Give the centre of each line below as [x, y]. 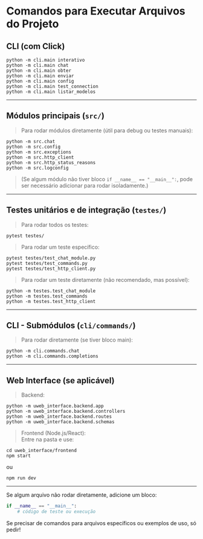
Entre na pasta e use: [47, 439]
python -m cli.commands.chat [43, 351]
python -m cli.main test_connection [52, 86]
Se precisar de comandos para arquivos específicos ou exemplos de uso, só [101, 523]
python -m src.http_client [40, 157]
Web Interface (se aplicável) [60, 381]
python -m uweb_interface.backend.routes [59, 417]
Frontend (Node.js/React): [53, 433]
